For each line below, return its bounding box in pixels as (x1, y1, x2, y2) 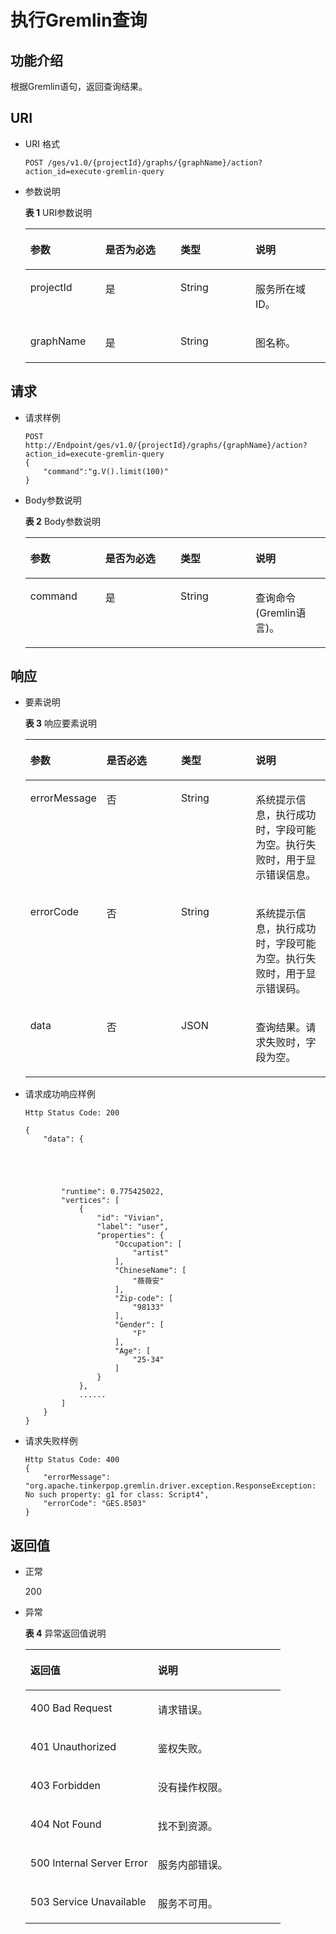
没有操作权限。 (157, 1781, 228, 1795)
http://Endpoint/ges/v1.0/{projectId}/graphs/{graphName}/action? (24, 440, 308, 450)
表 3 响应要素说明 (24, 717, 98, 730)
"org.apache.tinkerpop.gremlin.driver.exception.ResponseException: (24, 1481, 317, 1491)
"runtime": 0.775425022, (61, 1187, 165, 1197)
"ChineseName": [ (114, 1266, 187, 1276)
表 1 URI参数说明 (24, 206, 93, 218)
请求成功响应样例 (24, 1088, 96, 1100)
